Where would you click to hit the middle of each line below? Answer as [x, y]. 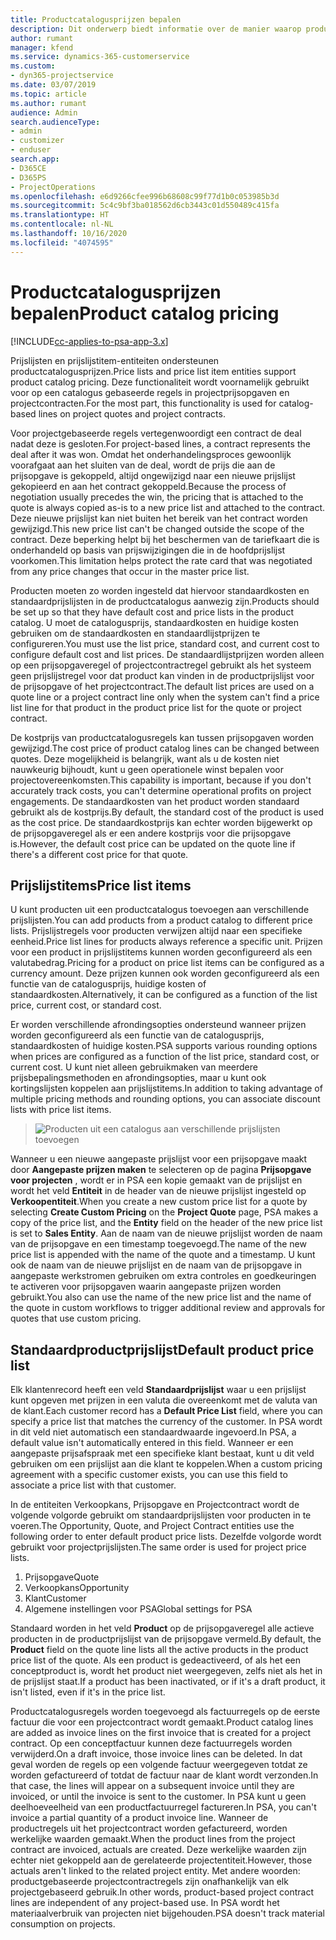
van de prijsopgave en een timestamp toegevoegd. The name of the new [158, 1244]
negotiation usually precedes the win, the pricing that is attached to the [157, 497]
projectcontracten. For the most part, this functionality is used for [143, 403]
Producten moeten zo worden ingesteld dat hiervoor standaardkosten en [160, 590]
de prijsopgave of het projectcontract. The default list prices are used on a [162, 686]
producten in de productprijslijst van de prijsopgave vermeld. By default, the [166, 1639]
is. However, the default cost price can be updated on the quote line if [153, 843]
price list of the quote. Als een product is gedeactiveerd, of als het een [156, 1660]
